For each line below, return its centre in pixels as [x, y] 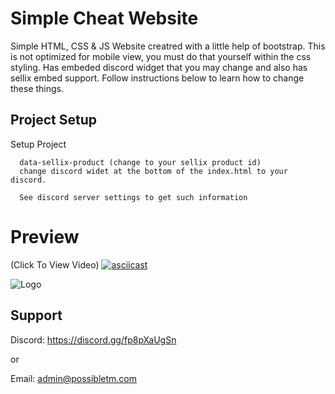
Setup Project [38, 144]
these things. [37, 88]
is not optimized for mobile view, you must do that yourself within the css [161, 56]
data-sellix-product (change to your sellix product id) [140, 162]
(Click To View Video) [55, 264]
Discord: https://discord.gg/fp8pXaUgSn [93, 339]
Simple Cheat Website [104, 18]
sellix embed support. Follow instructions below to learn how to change [157, 78]
